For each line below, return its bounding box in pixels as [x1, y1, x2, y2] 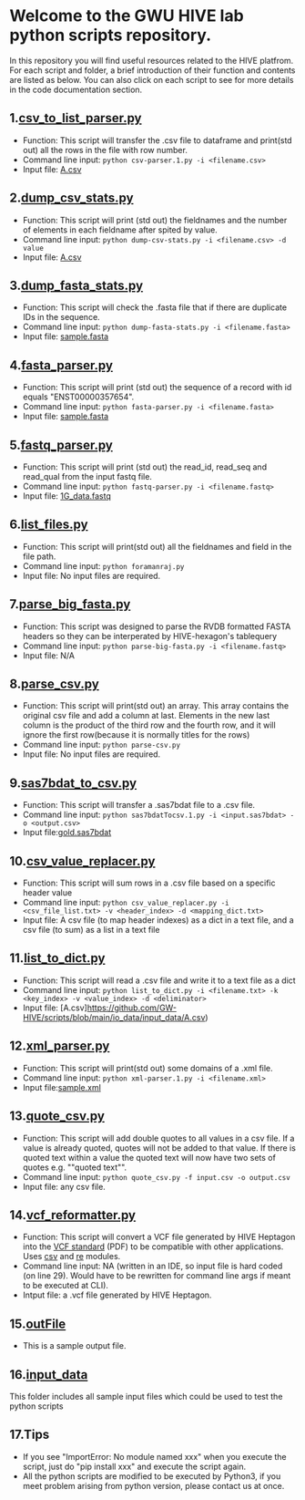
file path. [22, 551, 56, 562]
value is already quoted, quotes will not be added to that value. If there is [22, 1142, 296, 1153]
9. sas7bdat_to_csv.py [9, 775, 137, 791]
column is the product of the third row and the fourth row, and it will [22, 719, 276, 730]
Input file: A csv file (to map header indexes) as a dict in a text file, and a [22, 915, 294, 926]
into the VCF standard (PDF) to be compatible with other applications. [22, 1241, 284, 1252]
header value [22, 887, 73, 898]
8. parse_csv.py [9, 677, 100, 692]
